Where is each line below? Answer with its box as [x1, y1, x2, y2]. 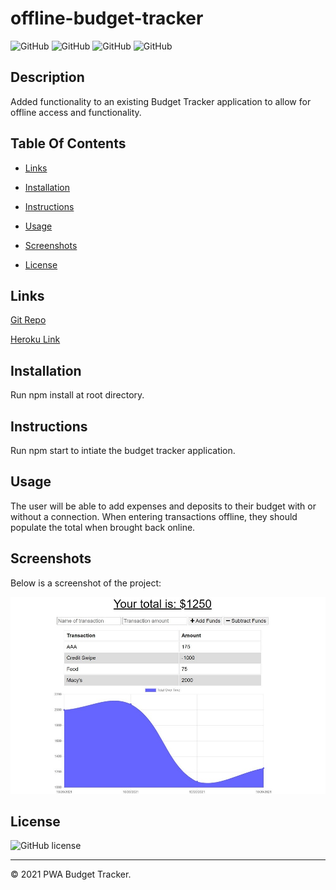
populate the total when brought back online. [10, 521, 196, 533]
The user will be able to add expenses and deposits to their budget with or [10, 500, 317, 512]
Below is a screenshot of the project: [10, 577, 162, 589]
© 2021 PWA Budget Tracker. [10, 868, 132, 881]
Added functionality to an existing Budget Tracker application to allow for [10, 95, 312, 107]
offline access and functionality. [10, 106, 142, 118]
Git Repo [10, 314, 47, 326]
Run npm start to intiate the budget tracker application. [10, 445, 236, 456]
